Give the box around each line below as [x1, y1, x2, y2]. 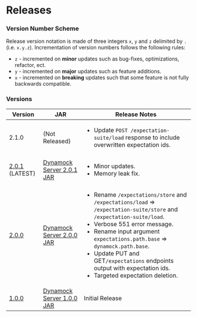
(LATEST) [9, 169, 36, 177]
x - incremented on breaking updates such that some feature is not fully [14, 74, 189, 81]
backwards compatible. [14, 80, 72, 87]
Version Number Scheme [6, 25, 79, 33]
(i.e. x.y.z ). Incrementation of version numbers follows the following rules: [6, 44, 186, 51]
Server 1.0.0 [43, 294, 78, 302]
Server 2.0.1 [43, 166, 78, 174]
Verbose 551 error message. [93, 220, 174, 228]
